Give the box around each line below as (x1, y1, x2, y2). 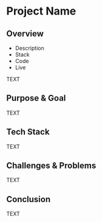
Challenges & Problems (6, 161, 97, 171)
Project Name (6, 4, 76, 18)
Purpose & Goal (6, 93, 66, 104)
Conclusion (6, 194, 51, 204)
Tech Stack (6, 127, 50, 137)
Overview (6, 29, 44, 39)
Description (15, 44, 44, 52)
